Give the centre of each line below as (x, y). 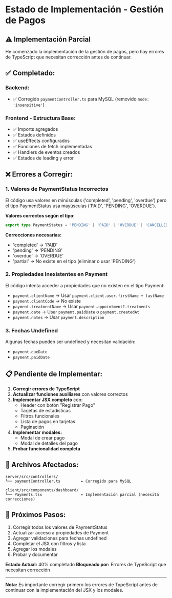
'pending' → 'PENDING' (38, 250)
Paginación (32, 427)
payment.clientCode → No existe (47, 301)
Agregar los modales (35, 549)
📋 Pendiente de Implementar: (54, 374)
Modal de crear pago (42, 437)
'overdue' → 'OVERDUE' (38, 255)
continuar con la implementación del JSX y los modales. (64, 590)
